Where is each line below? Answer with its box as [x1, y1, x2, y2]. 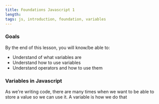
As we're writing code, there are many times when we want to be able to [5, 88, 154, 94]
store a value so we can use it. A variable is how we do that [5, 93, 127, 100]
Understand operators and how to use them [12, 64, 103, 70]
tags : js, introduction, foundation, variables [5, 16, 106, 21]
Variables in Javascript [5, 77, 62, 84]
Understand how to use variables [12, 59, 81, 65]
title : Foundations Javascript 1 [5, 7, 75, 12]
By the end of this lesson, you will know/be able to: [5, 44, 110, 50]
